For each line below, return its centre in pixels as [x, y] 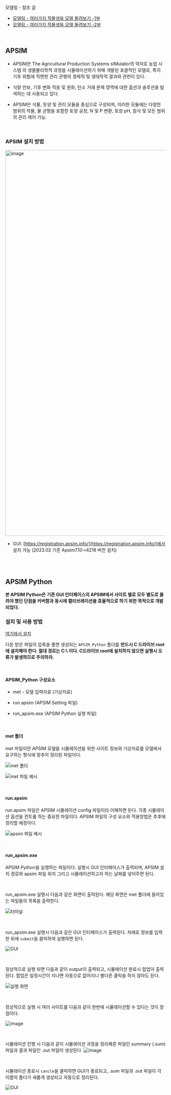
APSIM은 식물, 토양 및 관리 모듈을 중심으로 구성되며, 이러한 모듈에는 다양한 [87, 104]
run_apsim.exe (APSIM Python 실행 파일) [54, 713]
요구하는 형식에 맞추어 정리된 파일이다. [43, 755]
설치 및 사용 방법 [24, 621]
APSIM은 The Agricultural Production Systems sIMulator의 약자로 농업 [85, 64]
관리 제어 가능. [32, 117]
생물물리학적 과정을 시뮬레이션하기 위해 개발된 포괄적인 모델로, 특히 [94, 70]
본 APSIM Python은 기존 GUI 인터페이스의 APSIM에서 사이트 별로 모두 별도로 [82, 594]
